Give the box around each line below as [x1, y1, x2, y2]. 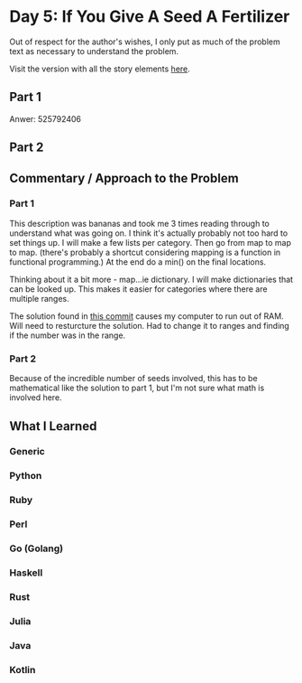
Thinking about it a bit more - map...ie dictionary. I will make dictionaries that [9, 274, 294, 285]
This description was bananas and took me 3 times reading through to [9, 218, 270, 229]
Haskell [9, 566, 43, 579]
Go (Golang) [9, 542, 64, 555]
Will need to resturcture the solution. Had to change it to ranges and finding [9, 320, 290, 331]
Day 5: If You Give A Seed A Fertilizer [9, 6, 290, 27]
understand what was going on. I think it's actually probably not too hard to [9, 228, 288, 239]
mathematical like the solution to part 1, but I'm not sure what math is [9, 382, 265, 394]
